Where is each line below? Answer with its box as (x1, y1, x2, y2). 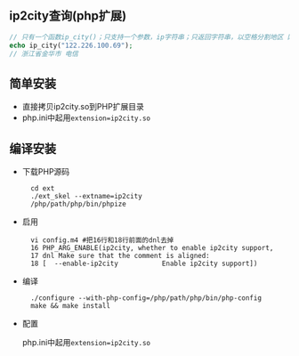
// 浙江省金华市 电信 (9, 49, 78, 58)
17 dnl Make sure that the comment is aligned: (30, 252, 211, 261)
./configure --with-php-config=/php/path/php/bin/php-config (30, 294, 263, 303)
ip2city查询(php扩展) (9, 8, 127, 24)
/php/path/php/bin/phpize (30, 199, 126, 209)
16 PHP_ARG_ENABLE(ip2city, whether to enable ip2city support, (30, 244, 274, 253)
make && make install (30, 302, 111, 311)
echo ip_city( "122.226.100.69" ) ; (9, 41, 133, 50)
